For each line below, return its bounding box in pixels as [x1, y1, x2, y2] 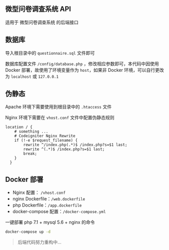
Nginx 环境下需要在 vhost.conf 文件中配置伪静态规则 [5, 114, 115, 120]
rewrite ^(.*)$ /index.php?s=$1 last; [23, 147, 105, 152]
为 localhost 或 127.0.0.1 [5, 73, 59, 79]
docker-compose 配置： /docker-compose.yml [12, 209, 106, 215]
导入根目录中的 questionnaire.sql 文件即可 [5, 50, 95, 56]
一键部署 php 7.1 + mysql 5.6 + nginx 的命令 [5, 219, 95, 225]
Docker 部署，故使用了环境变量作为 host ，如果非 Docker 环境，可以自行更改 [5, 67, 164, 73]
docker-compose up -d [5, 229, 51, 234]
